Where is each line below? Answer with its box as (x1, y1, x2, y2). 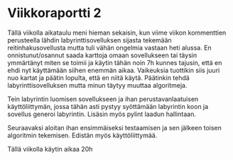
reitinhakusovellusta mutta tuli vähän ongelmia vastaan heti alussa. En (7, 43, 212, 52)
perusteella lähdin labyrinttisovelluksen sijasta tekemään (7, 35, 172, 44)
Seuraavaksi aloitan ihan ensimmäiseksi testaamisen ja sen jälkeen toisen (7, 123, 222, 132)
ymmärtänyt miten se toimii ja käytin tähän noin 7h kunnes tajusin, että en (7, 58, 222, 67)
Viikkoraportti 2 (7, 5, 102, 21)
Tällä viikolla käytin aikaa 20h (7, 144, 93, 153)
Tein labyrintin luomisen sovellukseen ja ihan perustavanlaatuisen (7, 94, 199, 103)
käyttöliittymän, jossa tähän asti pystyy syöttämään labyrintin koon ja (7, 102, 209, 110)
